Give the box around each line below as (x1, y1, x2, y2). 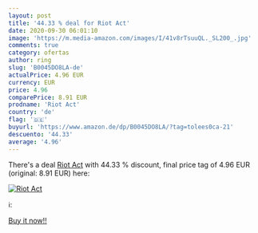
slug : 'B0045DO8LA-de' (8, 64, 84, 72)
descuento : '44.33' (8, 130, 73, 138)
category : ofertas (8, 49, 69, 57)
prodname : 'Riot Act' (8, 101, 81, 109)
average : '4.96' (8, 137, 62, 146)
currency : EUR (8, 78, 56, 86)
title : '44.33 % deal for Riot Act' (8, 19, 130, 27)
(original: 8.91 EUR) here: (8, 168, 90, 178)
